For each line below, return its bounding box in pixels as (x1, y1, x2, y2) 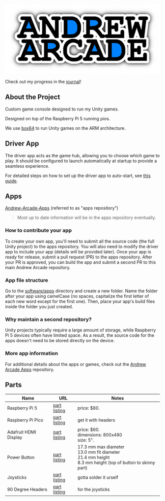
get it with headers (77, 417, 115, 423)
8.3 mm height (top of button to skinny (77, 460, 156, 465)
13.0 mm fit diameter (77, 449, 120, 455)
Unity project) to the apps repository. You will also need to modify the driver (5, 243, 159, 250)
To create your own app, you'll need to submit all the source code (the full (5, 238, 155, 244)
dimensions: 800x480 (77, 431, 123, 437)
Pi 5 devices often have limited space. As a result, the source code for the (5, 332, 155, 338)
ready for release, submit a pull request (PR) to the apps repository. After (5, 254, 153, 260)
